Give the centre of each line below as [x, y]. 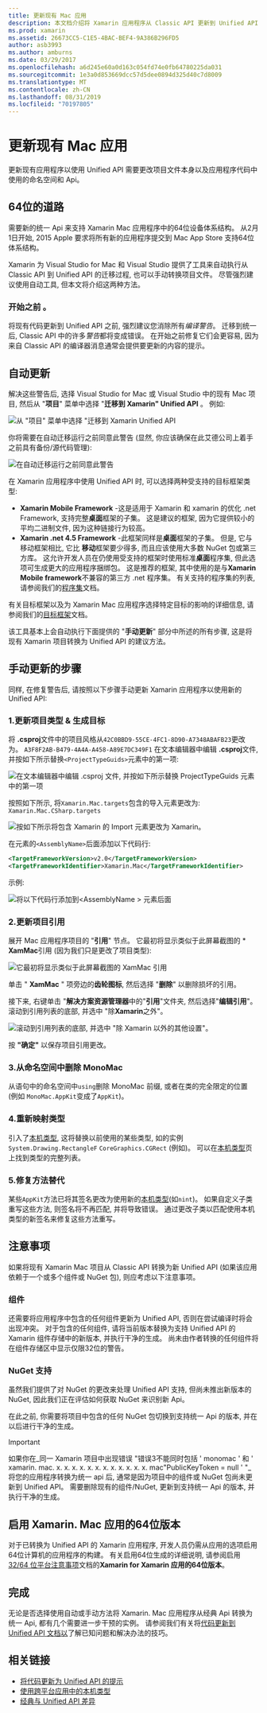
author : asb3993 [35, 45]
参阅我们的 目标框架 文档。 [50, 614]
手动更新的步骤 [45, 669]
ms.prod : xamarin [37, 30]
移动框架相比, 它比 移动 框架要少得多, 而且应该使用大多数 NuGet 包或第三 [138, 548]
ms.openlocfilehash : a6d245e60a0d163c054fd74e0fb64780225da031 [115, 68]
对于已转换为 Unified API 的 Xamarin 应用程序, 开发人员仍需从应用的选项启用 [133, 1545]
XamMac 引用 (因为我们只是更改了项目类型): [80, 950]
